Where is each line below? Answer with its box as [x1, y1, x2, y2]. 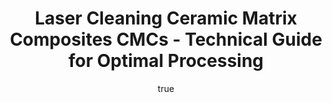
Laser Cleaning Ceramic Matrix [34, 7, 298, 30]
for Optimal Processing [67, 50, 265, 72]
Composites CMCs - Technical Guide [9, 28, 323, 51]
